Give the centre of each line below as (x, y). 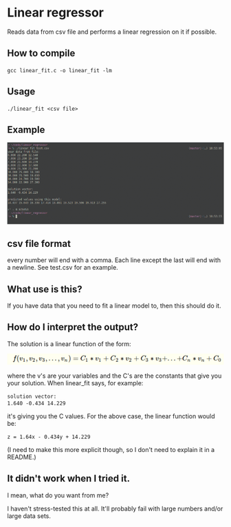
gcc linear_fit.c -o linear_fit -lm (59, 70)
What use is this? (45, 289)
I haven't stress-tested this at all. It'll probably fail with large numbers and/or (115, 508)
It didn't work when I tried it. (69, 478)
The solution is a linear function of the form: (69, 344)
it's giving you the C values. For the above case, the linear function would (111, 416)
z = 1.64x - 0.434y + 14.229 (49, 437)
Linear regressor (56, 13)
